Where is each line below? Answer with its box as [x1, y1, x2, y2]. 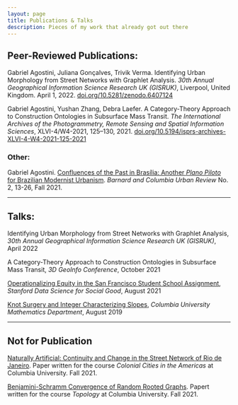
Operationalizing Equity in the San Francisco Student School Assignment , [7, 279, 221, 288]
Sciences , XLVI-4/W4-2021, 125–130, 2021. [7, 127, 133, 136]
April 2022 [7, 245, 38, 253]
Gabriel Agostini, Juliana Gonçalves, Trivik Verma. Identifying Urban [7, 69, 205, 77]
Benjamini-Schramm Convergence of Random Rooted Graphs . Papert [7, 382, 210, 391]
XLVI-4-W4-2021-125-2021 [7, 135, 86, 143]
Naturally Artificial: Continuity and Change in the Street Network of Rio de [7, 354, 222, 363]
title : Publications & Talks [7, 17, 93, 24]
